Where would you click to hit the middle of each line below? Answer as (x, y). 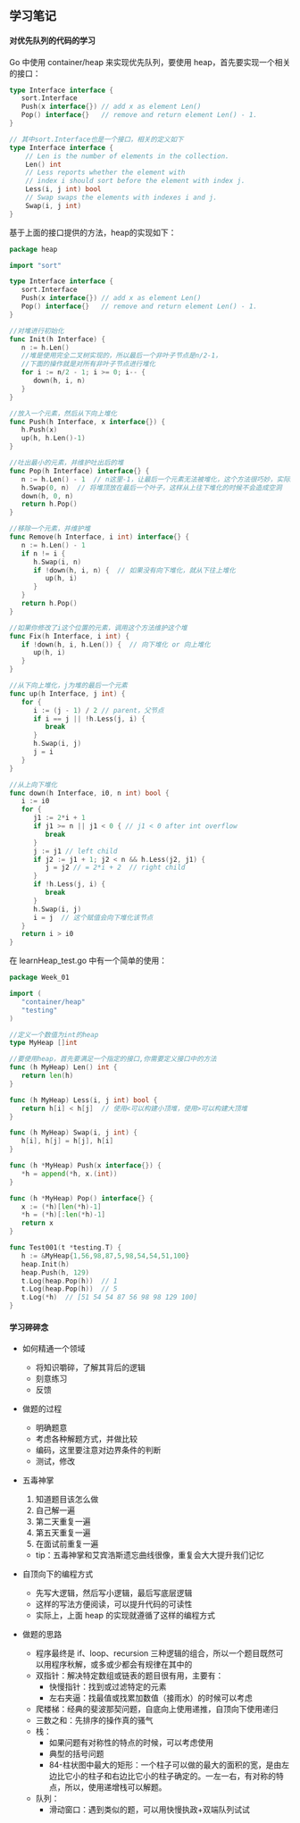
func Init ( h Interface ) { (57, 339)
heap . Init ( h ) (45, 1264)
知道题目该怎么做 (67, 1500)
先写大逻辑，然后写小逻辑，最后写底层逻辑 (114, 1593)
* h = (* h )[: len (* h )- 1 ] (63, 1215)
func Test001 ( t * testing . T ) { (66, 1248)
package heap (33, 249)
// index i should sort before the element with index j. (135, 181)
